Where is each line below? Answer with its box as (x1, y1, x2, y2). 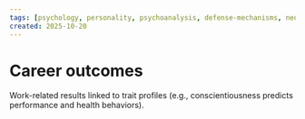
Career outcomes (9, 60, 143, 81)
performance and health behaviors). (9, 100, 144, 111)
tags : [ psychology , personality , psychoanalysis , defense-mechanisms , (9, 13, 282, 23)
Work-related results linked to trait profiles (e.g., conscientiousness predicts (9, 90, 293, 101)
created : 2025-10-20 (9, 22, 88, 31)
